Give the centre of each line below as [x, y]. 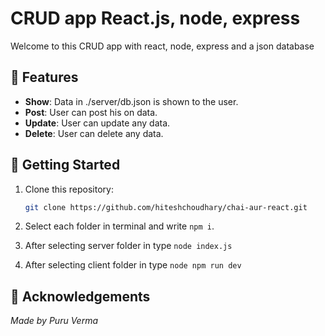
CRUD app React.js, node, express [155, 18]
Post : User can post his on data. [91, 112]
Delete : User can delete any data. [94, 133]
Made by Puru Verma [54, 321]
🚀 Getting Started [65, 165]
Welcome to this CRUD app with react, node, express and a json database [162, 46]
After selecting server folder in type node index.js [128, 246]
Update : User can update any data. [97, 123]
